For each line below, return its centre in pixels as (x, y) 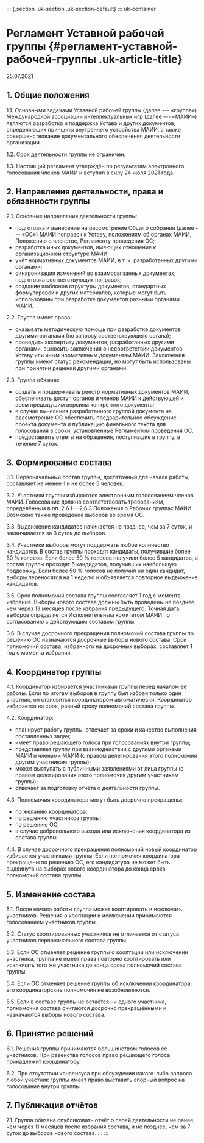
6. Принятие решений (50, 1034)
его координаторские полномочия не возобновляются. (79, 990)
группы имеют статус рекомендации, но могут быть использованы (103, 361)
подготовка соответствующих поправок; (68, 279)
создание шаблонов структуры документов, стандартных (90, 286)
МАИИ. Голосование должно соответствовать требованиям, (85, 502)
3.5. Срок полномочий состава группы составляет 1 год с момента (93, 596)
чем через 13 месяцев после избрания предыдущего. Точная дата (93, 608)
